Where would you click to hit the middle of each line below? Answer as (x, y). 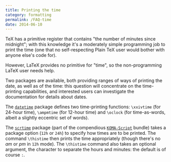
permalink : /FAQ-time (28, 19)
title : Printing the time (33, 10)
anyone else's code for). (31, 55)
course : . (15, 155)
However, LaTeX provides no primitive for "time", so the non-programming (84, 65)
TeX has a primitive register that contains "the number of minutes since (81, 39)
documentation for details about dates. (46, 97)
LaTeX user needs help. (30, 71)
